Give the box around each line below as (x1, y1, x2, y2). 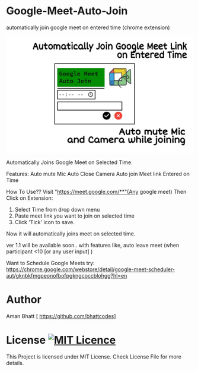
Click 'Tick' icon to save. (14, 218, 75, 225)
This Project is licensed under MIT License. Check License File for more (6, 353, 182, 360)
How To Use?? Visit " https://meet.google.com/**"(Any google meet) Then (6, 188, 187, 195)
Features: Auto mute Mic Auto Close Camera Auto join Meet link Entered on (6, 170, 190, 177)
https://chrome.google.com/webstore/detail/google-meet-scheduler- (6, 266, 175, 273)
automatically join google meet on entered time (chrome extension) (6, 24, 170, 31)
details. (6, 359, 24, 366)
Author (6, 293, 41, 307)
